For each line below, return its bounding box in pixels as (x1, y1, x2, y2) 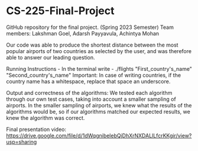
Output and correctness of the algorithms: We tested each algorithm (6, 89, 173, 96)
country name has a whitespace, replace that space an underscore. (6, 78, 171, 85)
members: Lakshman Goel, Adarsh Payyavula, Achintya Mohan (6, 29, 160, 37)
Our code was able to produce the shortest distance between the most (6, 41, 178, 48)
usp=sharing (6, 138, 37, 145)
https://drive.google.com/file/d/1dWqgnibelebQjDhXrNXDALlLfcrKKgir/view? (6, 132, 192, 139)
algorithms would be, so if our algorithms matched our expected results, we (6, 108, 190, 115)
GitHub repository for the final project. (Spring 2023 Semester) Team (6, 24, 174, 31)
